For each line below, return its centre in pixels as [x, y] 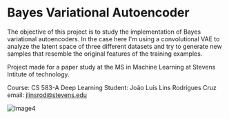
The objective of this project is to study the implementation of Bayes [104, 32]
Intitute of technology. [39, 74]
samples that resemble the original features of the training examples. [105, 54]
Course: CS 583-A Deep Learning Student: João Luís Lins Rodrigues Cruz [112, 87]
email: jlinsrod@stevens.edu [47, 95]
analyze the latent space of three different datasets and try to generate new [114, 46]
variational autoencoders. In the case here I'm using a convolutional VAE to [113, 39]
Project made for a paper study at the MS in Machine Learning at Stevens [111, 67]
